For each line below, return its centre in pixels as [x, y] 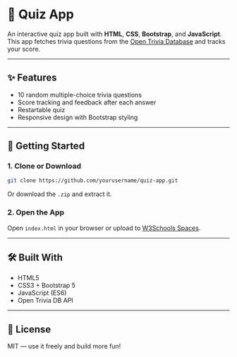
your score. [24, 49]
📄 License [29, 329]
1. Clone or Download [44, 167]
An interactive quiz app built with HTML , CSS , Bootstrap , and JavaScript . [115, 34]
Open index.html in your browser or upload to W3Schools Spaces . [104, 228]
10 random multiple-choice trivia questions [80, 95]
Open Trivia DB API [45, 301]
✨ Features [32, 78]
